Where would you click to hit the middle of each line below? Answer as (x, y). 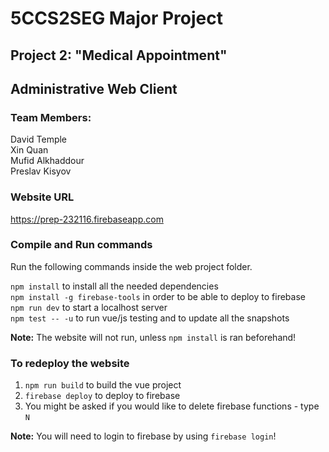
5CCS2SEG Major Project (116, 18)
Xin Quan (29, 150)
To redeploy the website (70, 363)
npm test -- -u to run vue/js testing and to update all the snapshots (150, 318)
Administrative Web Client (94, 88)
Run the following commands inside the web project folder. (131, 266)
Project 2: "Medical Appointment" (119, 55)
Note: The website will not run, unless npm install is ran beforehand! (153, 337)
